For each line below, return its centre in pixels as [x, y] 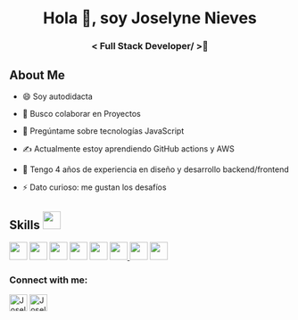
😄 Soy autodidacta [58, 96]
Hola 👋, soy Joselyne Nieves [150, 18]
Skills [25, 225]
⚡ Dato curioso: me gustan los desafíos [94, 187]
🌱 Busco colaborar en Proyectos [81, 113]
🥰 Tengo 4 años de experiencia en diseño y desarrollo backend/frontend [156, 169]
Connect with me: [49, 280]
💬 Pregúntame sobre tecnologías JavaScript [103, 131]
